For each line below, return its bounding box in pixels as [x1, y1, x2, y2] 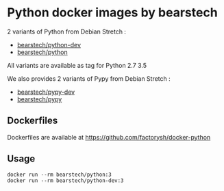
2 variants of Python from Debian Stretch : [7, 27, 127, 36]
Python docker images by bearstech [7, 5, 218, 21]
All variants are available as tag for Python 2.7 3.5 [7, 61, 147, 69]
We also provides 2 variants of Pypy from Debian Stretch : [7, 74, 171, 83]
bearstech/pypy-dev [16, 88, 75, 96]
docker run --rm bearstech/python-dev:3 [7, 177, 125, 184]
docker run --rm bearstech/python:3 [7, 171, 112, 178]
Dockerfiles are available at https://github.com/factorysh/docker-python [7, 133, 211, 141]
